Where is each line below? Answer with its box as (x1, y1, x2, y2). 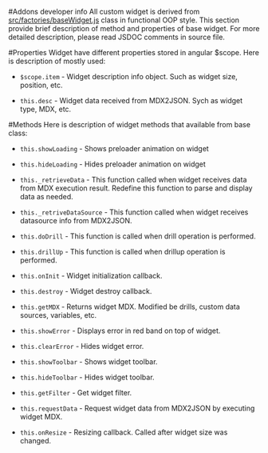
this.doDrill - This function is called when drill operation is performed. (19, 231, 257, 241)
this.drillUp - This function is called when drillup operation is (19, 247, 226, 256)
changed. (19, 436, 52, 445)
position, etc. (19, 80, 63, 90)
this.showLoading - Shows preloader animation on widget (19, 144, 209, 153)
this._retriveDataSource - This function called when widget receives (19, 207, 249, 217)
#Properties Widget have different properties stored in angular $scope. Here (8, 48, 260, 57)
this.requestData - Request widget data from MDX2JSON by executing (19, 403, 255, 413)
